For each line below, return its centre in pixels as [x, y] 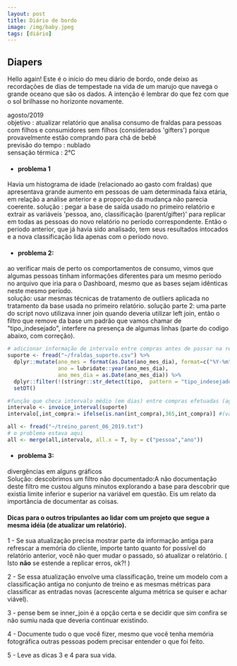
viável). [18, 599]
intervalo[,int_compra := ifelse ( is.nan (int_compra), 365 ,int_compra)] [112, 414]
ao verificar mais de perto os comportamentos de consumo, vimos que [110, 269]
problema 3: [36, 456]
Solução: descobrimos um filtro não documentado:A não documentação [112, 479]
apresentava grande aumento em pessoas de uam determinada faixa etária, [117, 192]
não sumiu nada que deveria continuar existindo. [78, 620]
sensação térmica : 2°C [42, 153]
